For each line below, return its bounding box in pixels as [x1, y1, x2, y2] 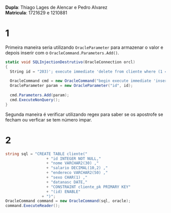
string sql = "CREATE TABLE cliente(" [5, 151, 88, 157]
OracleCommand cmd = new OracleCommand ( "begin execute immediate [10, 78, 152, 83]
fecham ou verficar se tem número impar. [5, 116, 93, 123]
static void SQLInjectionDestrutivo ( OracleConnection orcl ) [5, 59, 136, 65]
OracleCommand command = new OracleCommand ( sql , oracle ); [5, 198, 131, 204]
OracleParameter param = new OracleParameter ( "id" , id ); [10, 83, 133, 88]
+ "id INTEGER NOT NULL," [46, 156, 101, 161]
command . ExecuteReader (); [5, 203, 60, 208]
